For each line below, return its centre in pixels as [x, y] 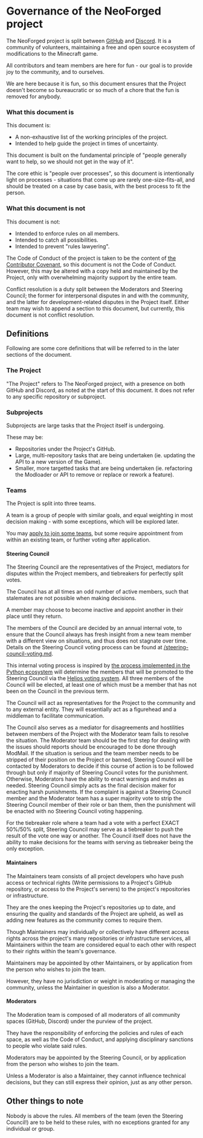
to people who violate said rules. [47, 1045]
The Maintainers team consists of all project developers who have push [95, 876]
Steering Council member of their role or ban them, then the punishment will [101, 805]
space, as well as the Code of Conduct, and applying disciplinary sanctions [100, 1039]
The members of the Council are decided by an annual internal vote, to [94, 628]
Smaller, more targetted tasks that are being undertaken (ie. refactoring [104, 468]
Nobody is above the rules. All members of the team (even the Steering [95, 1116]
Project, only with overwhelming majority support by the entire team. [92, 277]
